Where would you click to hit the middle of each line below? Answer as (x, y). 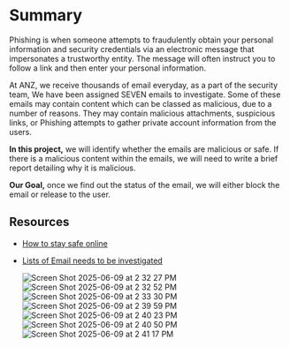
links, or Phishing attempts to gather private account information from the (143, 122)
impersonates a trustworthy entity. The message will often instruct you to (142, 58)
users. (21, 132)
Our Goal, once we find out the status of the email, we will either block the (145, 185)
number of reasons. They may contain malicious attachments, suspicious (142, 113)
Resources (39, 222)
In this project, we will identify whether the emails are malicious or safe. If (144, 149)
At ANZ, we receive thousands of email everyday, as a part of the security (144, 85)
